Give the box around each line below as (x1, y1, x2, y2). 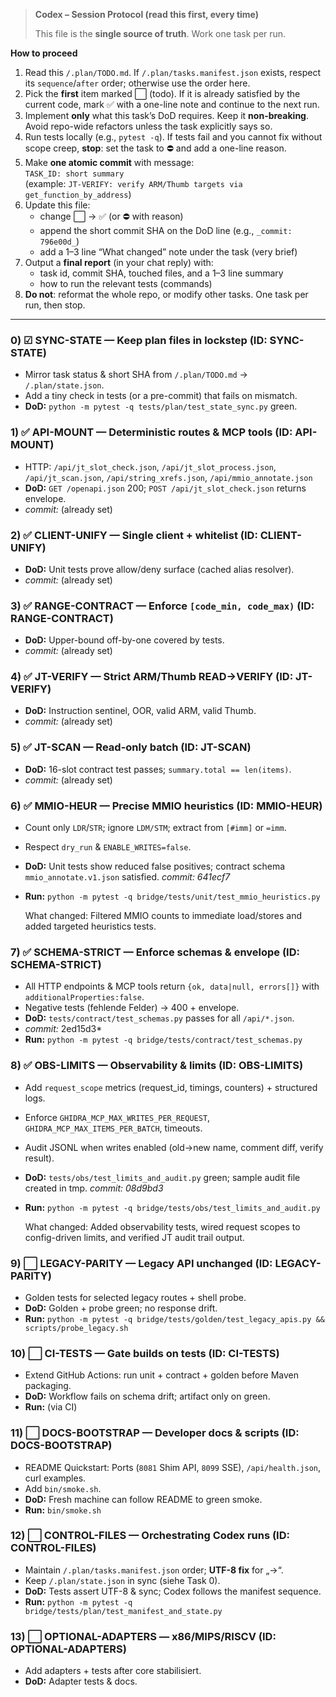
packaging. (24, 1380, 72, 1392)
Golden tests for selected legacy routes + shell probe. (24, 1291, 247, 1303)
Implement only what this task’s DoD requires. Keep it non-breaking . (24, 110, 309, 121)
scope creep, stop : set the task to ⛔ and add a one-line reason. (24, 142, 287, 154)
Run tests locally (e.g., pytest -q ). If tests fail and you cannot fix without (24, 131, 323, 143)
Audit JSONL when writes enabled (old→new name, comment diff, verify (24, 1141, 324, 1153)
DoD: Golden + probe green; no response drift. (24, 1302, 218, 1314)
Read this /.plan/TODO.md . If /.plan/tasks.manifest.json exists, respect (24, 67, 322, 78)
